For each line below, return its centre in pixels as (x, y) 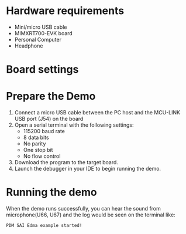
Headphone (29, 46)
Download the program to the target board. (66, 162)
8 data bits (36, 138)
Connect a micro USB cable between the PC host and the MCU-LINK (97, 113)
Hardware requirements (65, 11)
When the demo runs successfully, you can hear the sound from (83, 208)
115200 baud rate (44, 131)
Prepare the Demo (51, 96)
